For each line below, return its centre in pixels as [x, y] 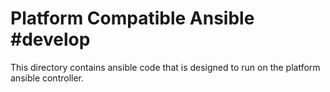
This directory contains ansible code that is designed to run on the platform [165, 67]
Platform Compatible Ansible [132, 18]
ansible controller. [47, 78]
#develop [50, 39]
